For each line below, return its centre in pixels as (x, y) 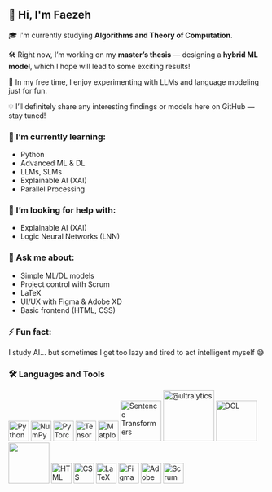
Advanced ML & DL (53, 163)
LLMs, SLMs (41, 172)
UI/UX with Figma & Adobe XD (71, 301)
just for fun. (28, 90)
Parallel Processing (53, 189)
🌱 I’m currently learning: (57, 137)
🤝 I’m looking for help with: (62, 210)
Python (32, 155)
